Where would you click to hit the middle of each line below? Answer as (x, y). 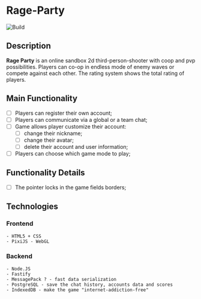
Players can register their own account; (63, 113)
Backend (19, 256)
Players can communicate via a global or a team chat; (81, 119)
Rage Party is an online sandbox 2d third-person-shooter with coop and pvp (101, 60)
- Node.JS (19, 269)
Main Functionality (42, 99)
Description (28, 46)
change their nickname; (53, 133)
